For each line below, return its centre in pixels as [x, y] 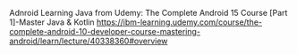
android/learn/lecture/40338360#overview [89, 41]
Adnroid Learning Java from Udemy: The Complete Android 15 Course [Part [148, 13]
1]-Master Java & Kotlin [52, 22]
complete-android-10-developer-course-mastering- [105, 31]
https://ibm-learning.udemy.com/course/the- [179, 22]
